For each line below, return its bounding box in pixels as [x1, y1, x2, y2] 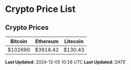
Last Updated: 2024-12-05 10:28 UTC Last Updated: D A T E [5, 59, 126, 65]
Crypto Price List [5, 3, 76, 15]
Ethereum [35, 38, 59, 45]
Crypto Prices [5, 23, 49, 32]
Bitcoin [10, 38, 28, 45]
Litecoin [64, 38, 84, 45]
